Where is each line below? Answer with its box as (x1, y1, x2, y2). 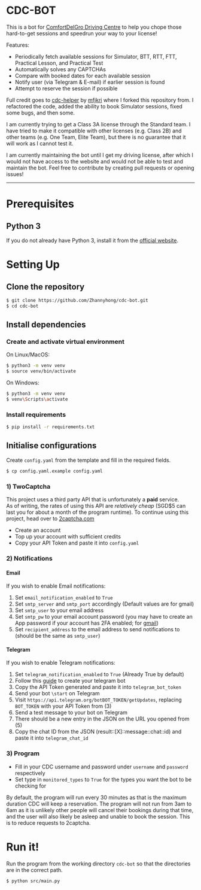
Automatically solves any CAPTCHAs (14, 65, 106, 72)
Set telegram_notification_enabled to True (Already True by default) (14, 671, 184, 678)
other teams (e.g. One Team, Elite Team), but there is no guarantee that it (6, 133, 187, 141)
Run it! (6, 840, 39, 853)
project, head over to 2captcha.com (6, 515, 95, 522)
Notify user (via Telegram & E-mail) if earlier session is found (14, 78, 165, 86)
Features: (6, 41, 30, 49)
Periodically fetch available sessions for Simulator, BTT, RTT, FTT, (14, 53, 178, 60)
